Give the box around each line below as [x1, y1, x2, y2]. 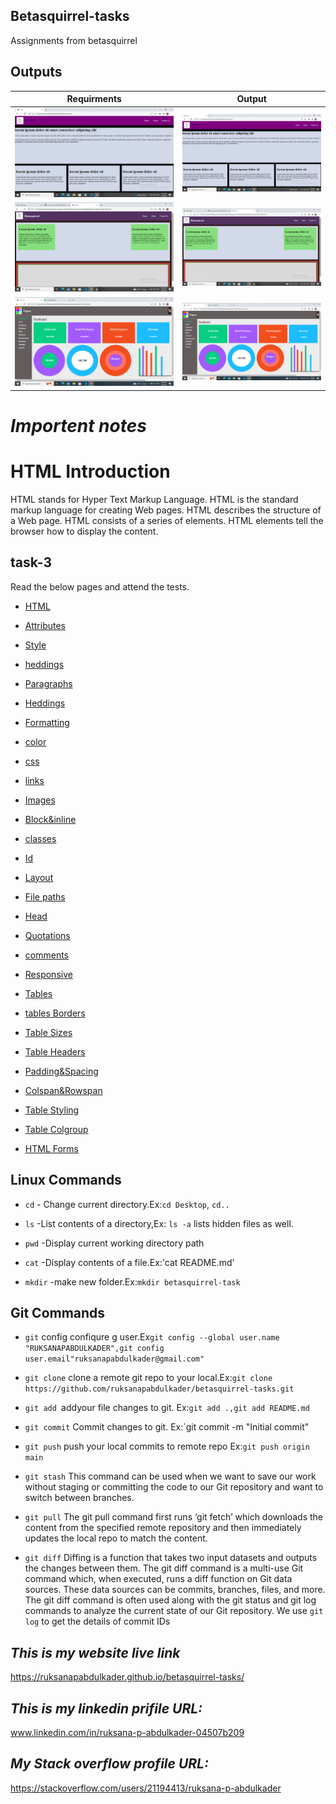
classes [24, 832, 57, 844]
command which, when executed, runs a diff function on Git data [24, 1573, 293, 1585]
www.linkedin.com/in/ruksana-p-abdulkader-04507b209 [10, 1727, 245, 1739]
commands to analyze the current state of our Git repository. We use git [24, 1605, 324, 1617]
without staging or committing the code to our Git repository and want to [24, 1481, 324, 1493]
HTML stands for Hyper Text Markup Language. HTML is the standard [10, 493, 299, 505]
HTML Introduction [10, 460, 171, 483]
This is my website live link [10, 1644, 181, 1661]
